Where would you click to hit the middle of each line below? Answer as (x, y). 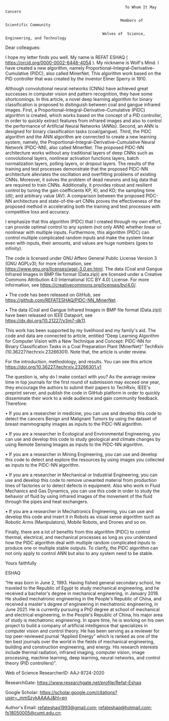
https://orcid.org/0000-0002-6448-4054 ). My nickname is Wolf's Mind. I (82, 63)
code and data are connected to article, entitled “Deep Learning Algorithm (82, 336)
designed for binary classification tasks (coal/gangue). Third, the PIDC (78, 131)
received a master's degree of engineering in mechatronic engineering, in (82, 604)
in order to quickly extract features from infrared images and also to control (83, 121)
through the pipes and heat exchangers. (47, 502)
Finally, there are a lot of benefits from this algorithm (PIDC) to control (78, 532)
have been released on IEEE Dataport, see (49, 315)
